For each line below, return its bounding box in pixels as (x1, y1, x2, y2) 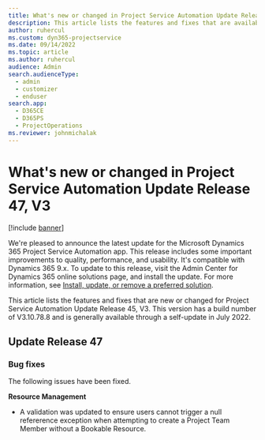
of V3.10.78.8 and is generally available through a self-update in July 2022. (8, 312, 251, 322)
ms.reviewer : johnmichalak (8, 129, 97, 137)
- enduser (15, 92, 47, 100)
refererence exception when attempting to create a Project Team (19, 416, 230, 425)
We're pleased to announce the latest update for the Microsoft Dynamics (8, 238, 244, 247)
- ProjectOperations (15, 122, 83, 130)
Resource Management (8, 392, 87, 401)
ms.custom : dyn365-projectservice (8, 33, 122, 42)
